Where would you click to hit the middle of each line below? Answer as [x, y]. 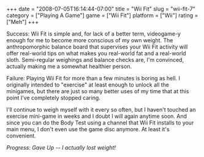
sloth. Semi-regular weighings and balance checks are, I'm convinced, [95, 60]
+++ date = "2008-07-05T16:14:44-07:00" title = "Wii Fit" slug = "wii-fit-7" [101, 9]
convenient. [21, 136]
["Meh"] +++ [23, 22]
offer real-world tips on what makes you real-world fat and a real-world [96, 53]
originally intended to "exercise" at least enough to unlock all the [88, 85]
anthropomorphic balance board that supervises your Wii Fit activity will [97, 47]
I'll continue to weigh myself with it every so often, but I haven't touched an [101, 109]
